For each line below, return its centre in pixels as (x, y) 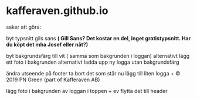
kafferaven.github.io (57, 11)
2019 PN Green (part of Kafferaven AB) (53, 80)
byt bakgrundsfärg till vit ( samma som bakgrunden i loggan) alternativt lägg (98, 56)
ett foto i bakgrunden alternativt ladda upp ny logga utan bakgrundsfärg (93, 62)
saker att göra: (24, 27)
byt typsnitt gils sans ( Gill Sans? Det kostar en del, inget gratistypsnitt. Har (98, 38)
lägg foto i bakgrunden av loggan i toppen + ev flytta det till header (87, 91)
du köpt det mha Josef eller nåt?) (47, 44)
